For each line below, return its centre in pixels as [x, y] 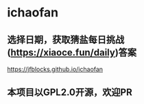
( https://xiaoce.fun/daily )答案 [72, 52]
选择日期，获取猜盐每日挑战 [66, 39]
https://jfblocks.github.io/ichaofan [55, 69]
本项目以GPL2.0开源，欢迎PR [70, 93]
